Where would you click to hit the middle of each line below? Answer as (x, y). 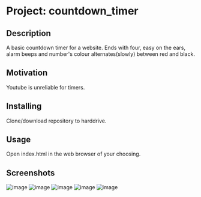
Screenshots (31, 173)
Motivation (27, 73)
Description (28, 33)
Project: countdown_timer (72, 11)
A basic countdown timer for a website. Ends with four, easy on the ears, (96, 47)
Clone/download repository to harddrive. (56, 121)
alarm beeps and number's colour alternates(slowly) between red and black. (100, 54)
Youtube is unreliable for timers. (46, 87)
